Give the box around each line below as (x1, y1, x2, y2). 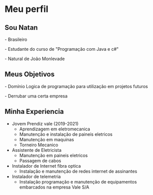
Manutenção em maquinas (19, 136, 74, 142)
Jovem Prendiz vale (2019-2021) (11, 120, 79, 126)
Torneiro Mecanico (19, 142, 58, 148)
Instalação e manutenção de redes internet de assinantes (19, 168, 138, 174)
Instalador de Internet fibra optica (11, 163, 81, 169)
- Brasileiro (4, 36, 27, 42)
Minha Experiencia (4, 107, 64, 116)
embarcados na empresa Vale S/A (19, 184, 90, 190)
